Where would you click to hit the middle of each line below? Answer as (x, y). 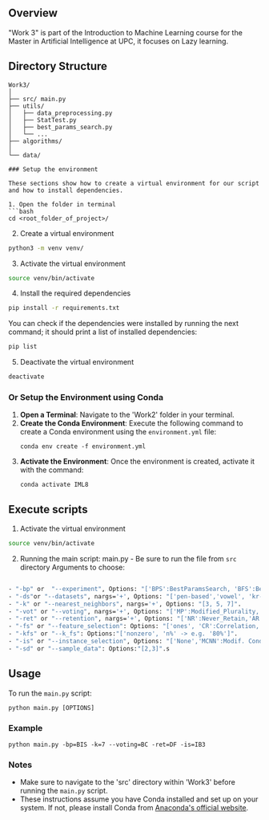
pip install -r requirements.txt (64, 308)
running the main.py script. (64, 791)
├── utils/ (26, 106)
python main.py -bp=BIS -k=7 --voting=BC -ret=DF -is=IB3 (107, 745)
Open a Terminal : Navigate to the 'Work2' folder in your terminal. (127, 415)
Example (26, 728)
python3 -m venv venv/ (46, 248)
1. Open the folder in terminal (62, 204)
